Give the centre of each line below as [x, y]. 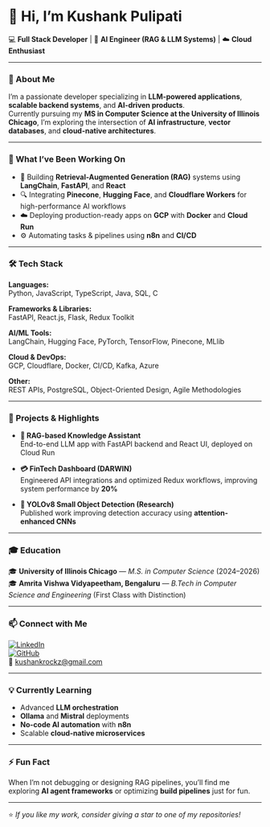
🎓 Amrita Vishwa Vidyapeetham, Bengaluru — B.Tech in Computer [123, 583]
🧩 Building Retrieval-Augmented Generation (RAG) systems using [130, 177]
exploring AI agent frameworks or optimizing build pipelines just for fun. [129, 791]
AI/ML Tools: [30, 332]
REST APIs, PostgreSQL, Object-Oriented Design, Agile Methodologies [125, 389]
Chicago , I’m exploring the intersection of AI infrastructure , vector [120, 122]
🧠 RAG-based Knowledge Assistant [80, 436]
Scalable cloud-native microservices [82, 733]
